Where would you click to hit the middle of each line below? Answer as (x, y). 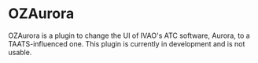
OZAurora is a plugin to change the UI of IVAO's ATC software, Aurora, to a (129, 35)
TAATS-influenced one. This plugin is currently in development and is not (127, 43)
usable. (20, 52)
